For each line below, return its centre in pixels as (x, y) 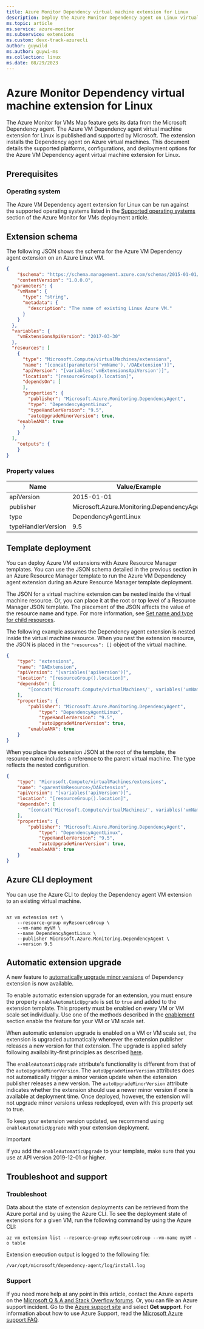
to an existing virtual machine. (44, 901)
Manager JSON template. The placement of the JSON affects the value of (98, 607)
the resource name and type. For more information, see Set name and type (100, 613)
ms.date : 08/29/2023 (32, 63)
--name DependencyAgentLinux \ (57, 933)
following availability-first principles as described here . (75, 1052)
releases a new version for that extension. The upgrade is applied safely (97, 1046)
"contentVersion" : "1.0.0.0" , (56, 280)
